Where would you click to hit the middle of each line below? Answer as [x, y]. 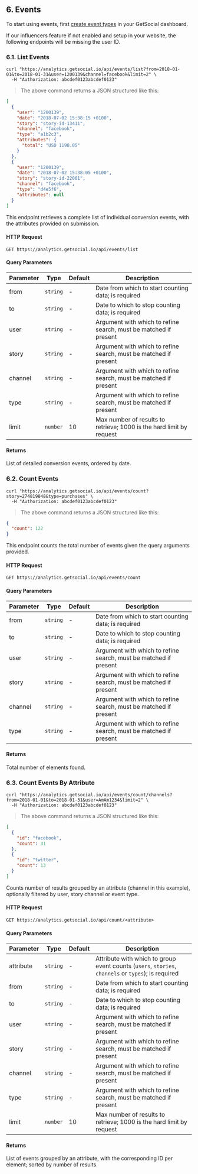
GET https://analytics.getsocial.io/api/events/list [72, 249]
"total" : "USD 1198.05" [51, 145]
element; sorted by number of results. [52, 1165]
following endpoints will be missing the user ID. [63, 41]
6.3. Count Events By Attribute [51, 783]
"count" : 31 [31, 844]
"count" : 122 [27, 528]
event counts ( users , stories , [136, 966]
